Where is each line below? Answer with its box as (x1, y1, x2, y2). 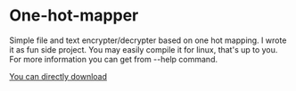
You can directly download (9, 70, 108, 81)
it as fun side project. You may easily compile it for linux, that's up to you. (9, 44, 278, 54)
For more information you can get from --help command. (9, 54, 218, 64)
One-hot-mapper (9, 5, 139, 26)
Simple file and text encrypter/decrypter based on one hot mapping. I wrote (9, 35, 287, 45)
